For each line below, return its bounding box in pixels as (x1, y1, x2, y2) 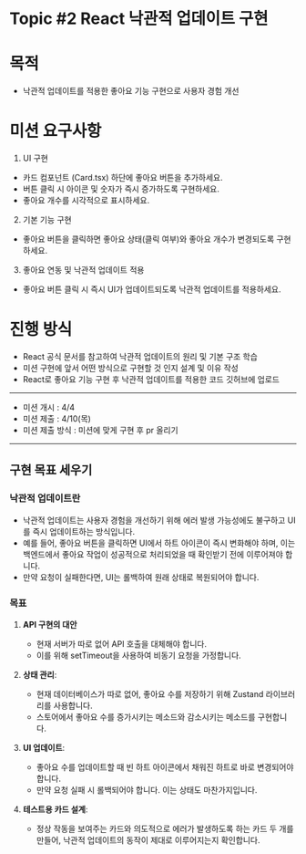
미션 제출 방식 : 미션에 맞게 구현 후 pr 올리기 (22, 425, 179, 435)
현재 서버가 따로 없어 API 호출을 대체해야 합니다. (36, 638, 208, 649)
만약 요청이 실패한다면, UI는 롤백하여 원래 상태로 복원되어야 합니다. (22, 571, 260, 582)
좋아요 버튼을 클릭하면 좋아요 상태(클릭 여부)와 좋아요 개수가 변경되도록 (22, 234, 275, 245)
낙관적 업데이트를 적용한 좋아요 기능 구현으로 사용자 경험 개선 (22, 86, 240, 97)
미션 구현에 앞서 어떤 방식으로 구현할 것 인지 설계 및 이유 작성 (22, 362, 239, 373)
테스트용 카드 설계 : (22, 804, 88, 815)
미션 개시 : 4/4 (22, 402, 76, 412)
